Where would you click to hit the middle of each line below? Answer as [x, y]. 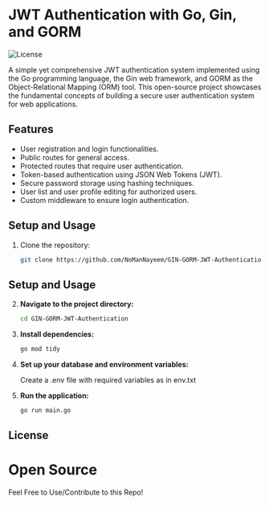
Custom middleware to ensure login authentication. [104, 200]
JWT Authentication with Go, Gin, [122, 15]
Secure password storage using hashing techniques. [107, 183]
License [29, 435]
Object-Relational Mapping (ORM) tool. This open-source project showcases [135, 87]
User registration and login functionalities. [89, 149]
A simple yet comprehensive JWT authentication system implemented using [134, 69]
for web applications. [43, 104]
